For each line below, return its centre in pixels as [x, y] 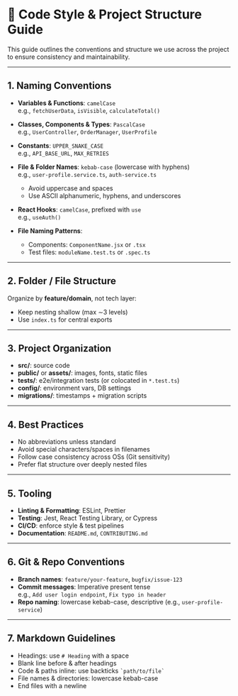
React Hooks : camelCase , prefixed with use [79, 210]
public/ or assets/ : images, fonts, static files [82, 373]
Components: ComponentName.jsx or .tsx [87, 244]
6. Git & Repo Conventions [66, 562]
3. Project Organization [59, 348]
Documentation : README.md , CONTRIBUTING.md [83, 533]
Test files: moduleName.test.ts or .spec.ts [89, 252]
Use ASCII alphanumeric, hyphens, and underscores [104, 195]
